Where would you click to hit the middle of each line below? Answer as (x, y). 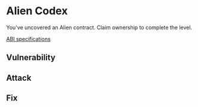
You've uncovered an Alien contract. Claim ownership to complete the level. (99, 27)
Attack (19, 78)
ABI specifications (28, 39)
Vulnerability (31, 58)
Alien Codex (37, 11)
